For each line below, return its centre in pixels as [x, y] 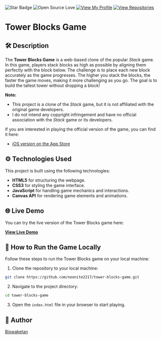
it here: [12, 134]
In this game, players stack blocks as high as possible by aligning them [76, 65]
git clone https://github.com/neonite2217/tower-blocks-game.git [72, 277]
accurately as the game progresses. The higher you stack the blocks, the [78, 75]
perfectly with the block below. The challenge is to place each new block [78, 70]
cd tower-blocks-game [27, 296]
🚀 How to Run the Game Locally [53, 247]
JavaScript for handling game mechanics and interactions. [71, 190]
